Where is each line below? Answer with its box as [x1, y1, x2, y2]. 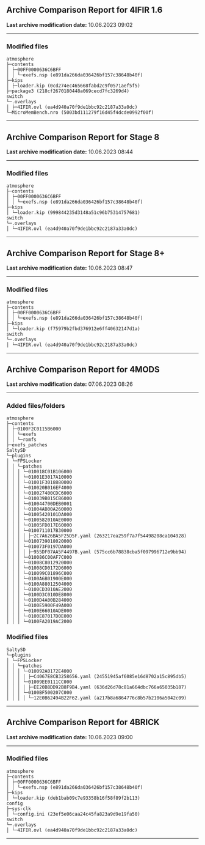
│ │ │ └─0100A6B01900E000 [6, 576, 72, 582]
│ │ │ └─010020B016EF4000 [6, 485, 72, 491]
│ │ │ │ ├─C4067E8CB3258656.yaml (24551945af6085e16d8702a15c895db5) [6, 673, 187, 679]
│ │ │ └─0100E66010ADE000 [6, 608, 72, 614]
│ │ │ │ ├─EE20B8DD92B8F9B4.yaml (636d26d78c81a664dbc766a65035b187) [6, 684, 187, 690]
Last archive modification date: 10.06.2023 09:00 [6, 733, 133, 740]
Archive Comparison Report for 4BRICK [6, 717, 160, 728]
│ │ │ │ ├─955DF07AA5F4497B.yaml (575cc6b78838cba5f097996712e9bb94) [6, 549, 187, 555]
